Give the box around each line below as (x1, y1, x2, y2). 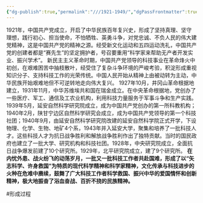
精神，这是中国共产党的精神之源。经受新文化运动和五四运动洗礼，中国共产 (11, 41, 197, 48)
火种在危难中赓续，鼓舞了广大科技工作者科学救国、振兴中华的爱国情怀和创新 (6, 170, 197, 177)
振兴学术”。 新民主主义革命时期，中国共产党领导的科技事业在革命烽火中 (16, 56, 196, 63)
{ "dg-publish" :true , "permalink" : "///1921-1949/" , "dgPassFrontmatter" (6, 8, 185, 15)
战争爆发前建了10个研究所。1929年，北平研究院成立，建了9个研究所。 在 (11, 147, 193, 154)
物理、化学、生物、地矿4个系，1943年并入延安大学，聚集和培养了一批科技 (6, 124, 192, 132)
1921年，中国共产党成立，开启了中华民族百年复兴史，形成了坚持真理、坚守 (6, 26, 192, 33)
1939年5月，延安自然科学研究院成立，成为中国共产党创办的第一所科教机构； (6, 101, 196, 109)
